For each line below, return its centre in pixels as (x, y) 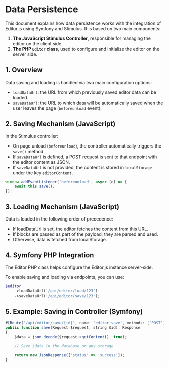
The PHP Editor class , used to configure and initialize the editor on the (86, 49)
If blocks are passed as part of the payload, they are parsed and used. (85, 234)
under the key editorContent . (43, 173)
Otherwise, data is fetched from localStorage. (60, 239)
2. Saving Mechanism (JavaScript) (60, 124)
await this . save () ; (35, 187)
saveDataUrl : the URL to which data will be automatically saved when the (88, 103)
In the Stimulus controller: (32, 136)
